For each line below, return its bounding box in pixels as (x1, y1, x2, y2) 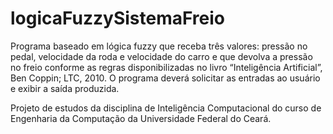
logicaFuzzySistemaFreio (10, 7, 226, 30)
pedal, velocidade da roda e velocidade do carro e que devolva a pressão (10, 50, 313, 62)
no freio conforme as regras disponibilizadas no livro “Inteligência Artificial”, (10, 61, 323, 73)
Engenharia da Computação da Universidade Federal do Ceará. (10, 112, 272, 124)
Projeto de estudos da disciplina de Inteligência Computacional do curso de (10, 102, 322, 114)
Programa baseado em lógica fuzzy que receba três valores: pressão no (10, 40, 308, 52)
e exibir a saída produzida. (10, 82, 120, 94)
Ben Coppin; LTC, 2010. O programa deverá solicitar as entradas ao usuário (10, 72, 321, 84)
